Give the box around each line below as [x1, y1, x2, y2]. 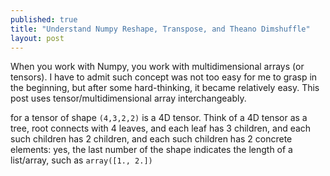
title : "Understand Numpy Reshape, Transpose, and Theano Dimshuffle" [10, 24, 311, 34]
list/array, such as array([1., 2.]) [10, 154, 153, 166]
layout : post [10, 33, 65, 43]
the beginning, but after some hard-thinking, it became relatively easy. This [10, 82, 320, 94]
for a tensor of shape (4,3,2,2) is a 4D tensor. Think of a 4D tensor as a [10, 112, 308, 124]
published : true [10, 14, 78, 25]
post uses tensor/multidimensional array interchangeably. [10, 92, 247, 105]
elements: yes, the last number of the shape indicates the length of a [10, 144, 293, 156]
